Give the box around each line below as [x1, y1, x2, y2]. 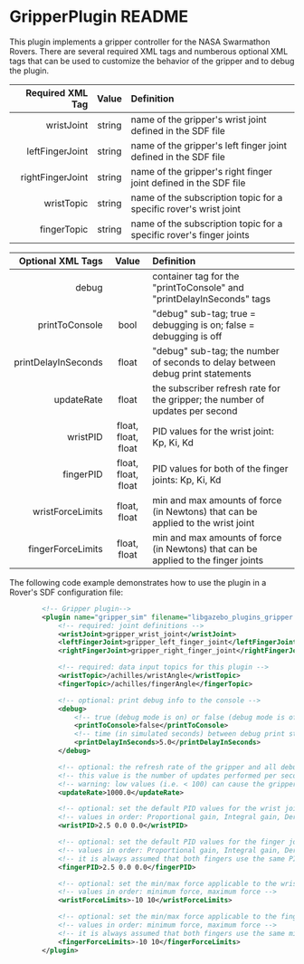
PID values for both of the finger [152, 462, 289, 474]
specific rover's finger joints [130, 228, 251, 241]
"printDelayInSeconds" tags [152, 292, 271, 305]
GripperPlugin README [9, 6, 189, 27]
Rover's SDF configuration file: [9, 587, 124, 597]
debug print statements [152, 367, 252, 379]
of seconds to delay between [152, 356, 276, 368]
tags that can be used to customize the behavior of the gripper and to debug [9, 55, 295, 66]
